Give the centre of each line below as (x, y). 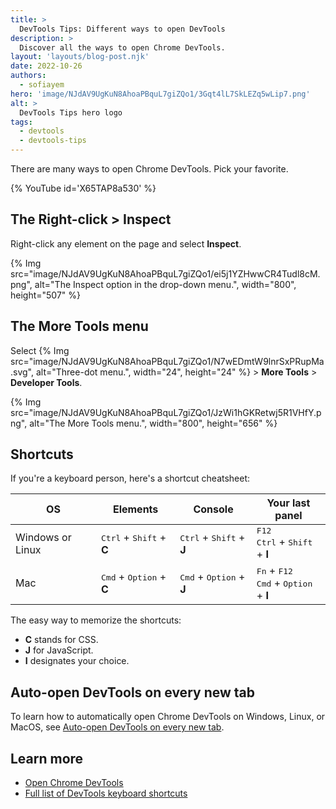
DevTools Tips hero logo (71, 112)
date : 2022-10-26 (46, 66)
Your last (288, 503)
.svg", (22, 372)
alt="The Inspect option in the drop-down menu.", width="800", (165, 284)
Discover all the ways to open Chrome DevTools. (122, 47)
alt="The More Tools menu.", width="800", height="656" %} (153, 423)
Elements (135, 509)
